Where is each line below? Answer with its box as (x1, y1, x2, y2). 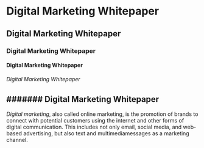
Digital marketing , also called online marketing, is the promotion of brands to (6, 110, 199, 118)
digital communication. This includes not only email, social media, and (6, 123, 182, 130)
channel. (6, 136, 29, 143)
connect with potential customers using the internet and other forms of (6, 116, 185, 124)
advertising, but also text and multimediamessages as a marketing (23, 129, 190, 137)
